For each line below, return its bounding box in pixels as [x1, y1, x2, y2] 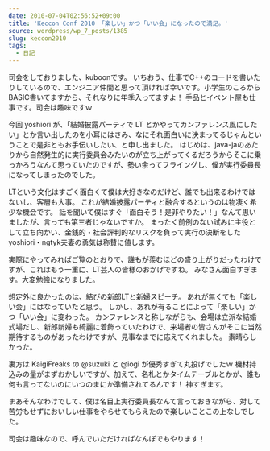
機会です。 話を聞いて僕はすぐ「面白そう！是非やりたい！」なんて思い [22, 207, 256, 217]
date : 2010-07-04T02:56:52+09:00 [8, 11, 121, 20]
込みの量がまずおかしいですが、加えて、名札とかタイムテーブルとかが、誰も [8, 370, 261, 379]
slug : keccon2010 [8, 34, 67, 43]
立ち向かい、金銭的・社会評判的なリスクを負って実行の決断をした [22, 227, 241, 237]
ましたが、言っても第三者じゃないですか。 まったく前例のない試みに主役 [8, 217, 249, 226]
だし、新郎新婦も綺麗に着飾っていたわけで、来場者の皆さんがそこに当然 [22, 322, 262, 331]
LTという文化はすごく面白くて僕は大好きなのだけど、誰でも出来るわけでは [8, 187, 256, 197]
